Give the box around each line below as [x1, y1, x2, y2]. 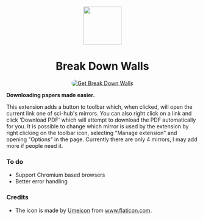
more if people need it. [6, 142, 63, 149]
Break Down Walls [55, 59, 149, 73]
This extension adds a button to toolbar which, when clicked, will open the [6, 103, 193, 111]
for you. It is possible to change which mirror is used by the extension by [6, 122, 189, 130]
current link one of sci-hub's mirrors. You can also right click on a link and [6, 109, 192, 117]
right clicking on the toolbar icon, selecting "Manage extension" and [6, 129, 177, 136]
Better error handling [15, 177, 68, 185]
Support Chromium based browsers [15, 171, 105, 178]
